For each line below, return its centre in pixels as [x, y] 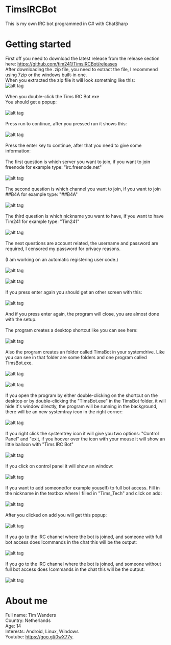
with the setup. [21, 319]
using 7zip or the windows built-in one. [46, 75]
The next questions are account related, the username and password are [82, 243]
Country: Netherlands [28, 620]
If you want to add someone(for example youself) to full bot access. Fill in [82, 487]
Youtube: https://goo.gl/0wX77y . [40, 637]
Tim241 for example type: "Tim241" [42, 221]
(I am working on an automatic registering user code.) [62, 259]
